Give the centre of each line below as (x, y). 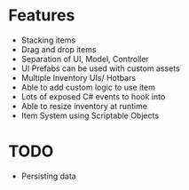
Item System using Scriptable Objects (90, 115)
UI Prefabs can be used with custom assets (100, 68)
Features (42, 16)
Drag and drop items (59, 49)
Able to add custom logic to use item (88, 87)
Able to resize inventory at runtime (84, 106)
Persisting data (48, 176)
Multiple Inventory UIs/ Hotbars (79, 77)
